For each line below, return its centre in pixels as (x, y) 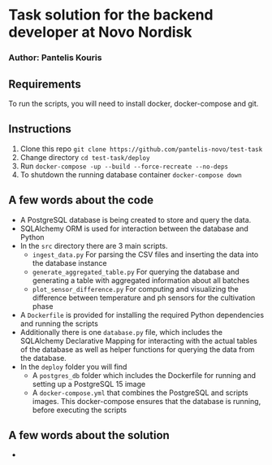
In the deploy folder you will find (73, 367)
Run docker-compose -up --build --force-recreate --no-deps (124, 166)
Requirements (45, 84)
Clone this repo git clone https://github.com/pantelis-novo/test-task (141, 149)
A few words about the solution (89, 435)
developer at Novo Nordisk (100, 32)
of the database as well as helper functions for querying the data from (137, 349)
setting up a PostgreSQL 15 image (89, 384)
